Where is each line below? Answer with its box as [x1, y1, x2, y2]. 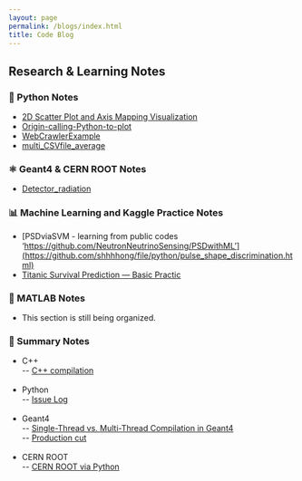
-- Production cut [21, 432, 87, 444]
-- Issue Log [21, 394, 69, 405]
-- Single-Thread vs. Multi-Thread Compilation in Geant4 [21, 423, 234, 434]
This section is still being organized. [21, 312, 156, 322]
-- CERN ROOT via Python [21, 461, 120, 472]
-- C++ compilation [21, 365, 94, 376]
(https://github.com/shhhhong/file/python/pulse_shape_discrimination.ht [21, 250, 294, 261]
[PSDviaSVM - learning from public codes [21, 230, 179, 241]
